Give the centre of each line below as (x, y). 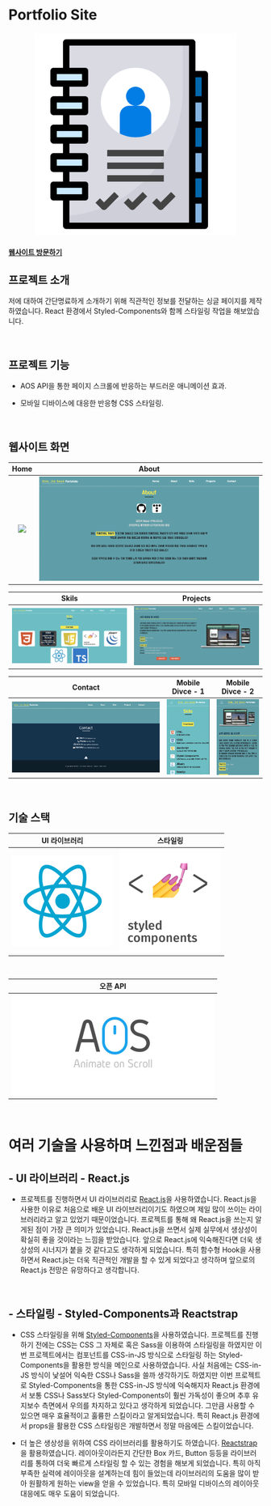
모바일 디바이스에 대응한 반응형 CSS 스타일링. (92, 403)
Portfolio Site (53, 15)
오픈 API (113, 986)
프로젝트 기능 (39, 365)
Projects (197, 598)
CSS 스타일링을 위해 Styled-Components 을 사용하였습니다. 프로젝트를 (132, 1335)
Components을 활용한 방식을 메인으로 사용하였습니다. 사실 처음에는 (126, 1365)
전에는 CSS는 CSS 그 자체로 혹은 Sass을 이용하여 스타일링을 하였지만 (144, 1345)
